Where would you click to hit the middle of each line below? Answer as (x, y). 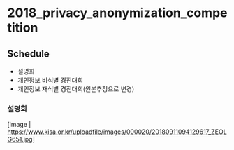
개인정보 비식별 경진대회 (50, 80)
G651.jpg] (21, 139)
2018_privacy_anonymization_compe (117, 13)
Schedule (29, 54)
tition (23, 28)
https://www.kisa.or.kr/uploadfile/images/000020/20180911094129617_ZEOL (117, 132)
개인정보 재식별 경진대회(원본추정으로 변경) (76, 89)
